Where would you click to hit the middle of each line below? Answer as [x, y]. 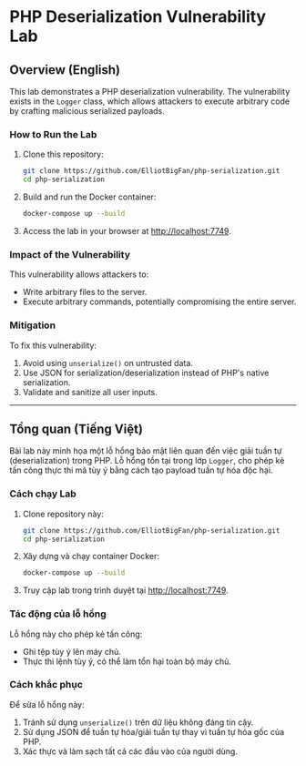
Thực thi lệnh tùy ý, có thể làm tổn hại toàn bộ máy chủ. [127, 661]
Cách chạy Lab [43, 494]
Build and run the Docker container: [89, 197]
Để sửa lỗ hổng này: [47, 704]
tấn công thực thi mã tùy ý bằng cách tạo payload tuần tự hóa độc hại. [141, 470]
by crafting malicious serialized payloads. [87, 111]
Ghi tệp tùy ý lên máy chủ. [71, 651]
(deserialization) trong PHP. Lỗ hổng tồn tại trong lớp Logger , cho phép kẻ [147, 461]
